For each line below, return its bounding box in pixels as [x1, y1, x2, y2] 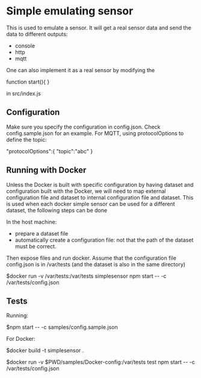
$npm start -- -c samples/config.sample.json [6, 323, 119, 331]
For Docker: [6, 335, 36, 343]
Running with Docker [6, 165, 87, 175]
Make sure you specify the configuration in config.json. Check [6, 123, 161, 130]
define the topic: [6, 136, 47, 143]
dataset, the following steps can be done [6, 206, 107, 214]
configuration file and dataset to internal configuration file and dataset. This [6, 194, 194, 201]
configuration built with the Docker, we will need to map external [6, 187, 166, 195]
